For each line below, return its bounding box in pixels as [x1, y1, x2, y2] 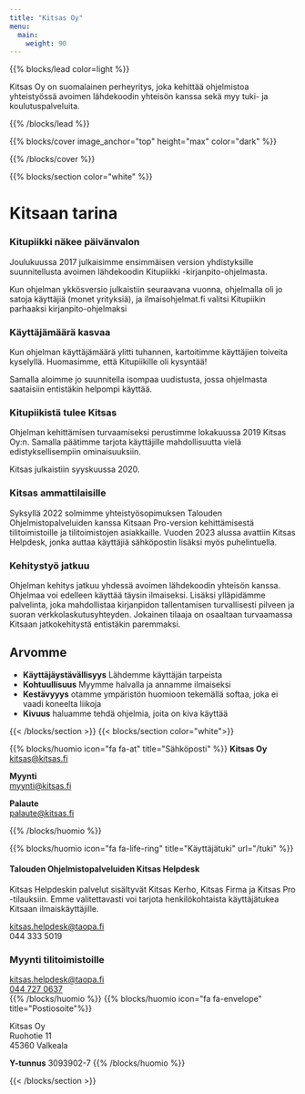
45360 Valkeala [9, 1040, 68, 1051]
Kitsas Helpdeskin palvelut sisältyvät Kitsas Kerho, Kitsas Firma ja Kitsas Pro [9, 884, 296, 895]
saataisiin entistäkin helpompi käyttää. [9, 383, 153, 394]
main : [17, 30, 39, 39]
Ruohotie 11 [9, 1030, 52, 1041]
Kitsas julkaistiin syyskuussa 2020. [9, 464, 140, 475]
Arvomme [9, 645, 67, 660]
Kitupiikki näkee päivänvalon [9, 236, 140, 249]
